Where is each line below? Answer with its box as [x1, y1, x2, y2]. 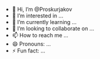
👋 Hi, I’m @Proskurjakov [12, 6, 73, 13]
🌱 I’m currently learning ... [12, 19, 77, 25]
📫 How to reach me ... [12, 32, 68, 39]
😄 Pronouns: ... [12, 40, 52, 48]
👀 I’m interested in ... [12, 12, 64, 19]
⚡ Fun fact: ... [12, 47, 45, 54]
